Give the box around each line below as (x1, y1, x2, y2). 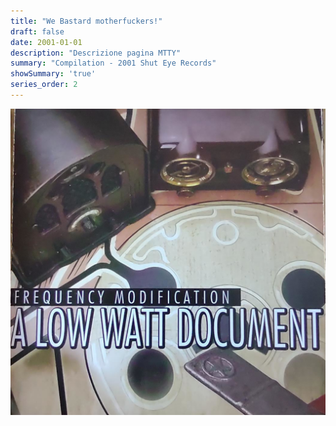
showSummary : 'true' (10, 69, 97, 79)
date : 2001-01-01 (10, 37, 83, 47)
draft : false (10, 26, 65, 37)
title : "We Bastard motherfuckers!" (10, 16, 163, 26)
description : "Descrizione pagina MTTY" (10, 48, 182, 58)
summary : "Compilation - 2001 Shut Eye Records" (10, 58, 217, 69)
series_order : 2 (10, 80, 78, 90)
